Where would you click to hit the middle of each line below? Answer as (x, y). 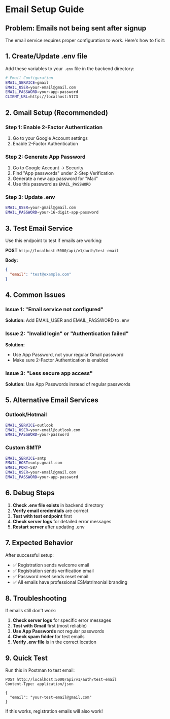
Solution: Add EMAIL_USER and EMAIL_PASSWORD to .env (67, 320)
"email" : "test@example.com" (41, 274)
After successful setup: (30, 555)
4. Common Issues (36, 295)
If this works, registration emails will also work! (54, 711)
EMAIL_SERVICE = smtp (26, 458)
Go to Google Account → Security (48, 168)
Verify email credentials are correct (50, 511)
